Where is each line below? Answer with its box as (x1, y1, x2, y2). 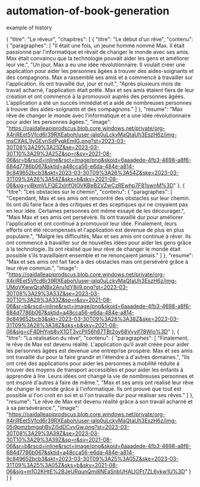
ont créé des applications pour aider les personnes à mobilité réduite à (6, 360, 180, 367)
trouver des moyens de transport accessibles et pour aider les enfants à (6, 366, 184, 373)
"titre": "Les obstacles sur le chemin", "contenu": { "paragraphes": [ (6, 188, 173, 195)
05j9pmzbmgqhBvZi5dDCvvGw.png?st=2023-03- (6, 423, 130, 430)
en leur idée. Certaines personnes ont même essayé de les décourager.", (6, 207, 185, 214)
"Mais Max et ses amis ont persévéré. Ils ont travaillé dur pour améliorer (6, 214, 183, 221)
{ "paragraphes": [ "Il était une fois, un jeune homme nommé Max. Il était (6, 42, 185, 49)
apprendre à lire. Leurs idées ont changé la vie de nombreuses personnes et (6, 372, 194, 379)
